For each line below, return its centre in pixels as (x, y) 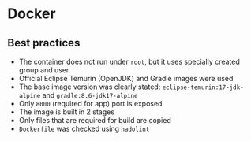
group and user (44, 70)
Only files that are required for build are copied (95, 120)
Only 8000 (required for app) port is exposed (90, 104)
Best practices (44, 43)
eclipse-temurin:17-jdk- (203, 87)
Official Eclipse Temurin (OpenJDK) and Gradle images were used (126, 78)
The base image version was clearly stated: (90, 87)
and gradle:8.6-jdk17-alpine (90, 95)
